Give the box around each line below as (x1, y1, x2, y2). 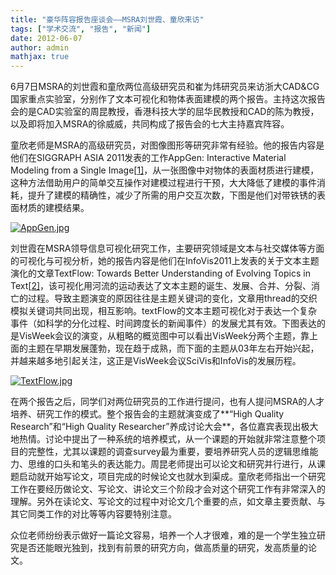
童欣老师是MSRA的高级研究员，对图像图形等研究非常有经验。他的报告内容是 (10, 139, 325, 151)
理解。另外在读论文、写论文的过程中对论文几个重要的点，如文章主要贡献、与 (10, 496, 326, 508)
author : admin (10, 42, 70, 53)
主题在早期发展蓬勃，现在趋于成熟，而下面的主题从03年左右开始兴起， (27, 342, 320, 355)
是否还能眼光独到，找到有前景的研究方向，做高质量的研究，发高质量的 (18, 542, 308, 554)
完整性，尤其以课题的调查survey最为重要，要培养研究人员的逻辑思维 (27, 446, 310, 458)
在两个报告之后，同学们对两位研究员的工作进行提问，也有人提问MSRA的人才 (10, 396, 325, 408)
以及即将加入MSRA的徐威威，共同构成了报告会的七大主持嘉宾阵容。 (10, 118, 290, 130)
